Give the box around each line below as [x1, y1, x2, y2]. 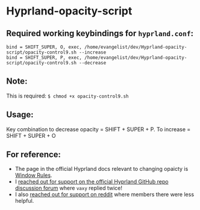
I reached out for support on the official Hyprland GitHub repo [14, 178, 169, 185]
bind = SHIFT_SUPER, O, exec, [6, 44, 83, 50]
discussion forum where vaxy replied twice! [14, 185, 122, 192]
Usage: [6, 110, 34, 120]
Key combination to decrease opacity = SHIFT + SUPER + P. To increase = [6, 125, 191, 133]
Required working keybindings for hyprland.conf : [6, 28, 194, 39]
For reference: [6, 149, 61, 160]
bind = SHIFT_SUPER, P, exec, [6, 55, 83, 61]
